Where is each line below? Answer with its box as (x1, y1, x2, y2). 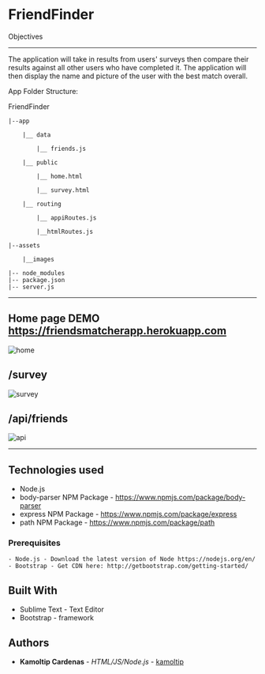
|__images (22, 255, 55, 263)
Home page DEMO (8, 312, 100, 326)
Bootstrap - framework (19, 613, 95, 623)
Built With (8, 583, 58, 597)
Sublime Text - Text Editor (19, 604, 105, 614)
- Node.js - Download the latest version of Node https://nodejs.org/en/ (8, 555, 256, 563)
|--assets (8, 241, 41, 250)
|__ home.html (36, 172, 83, 180)
